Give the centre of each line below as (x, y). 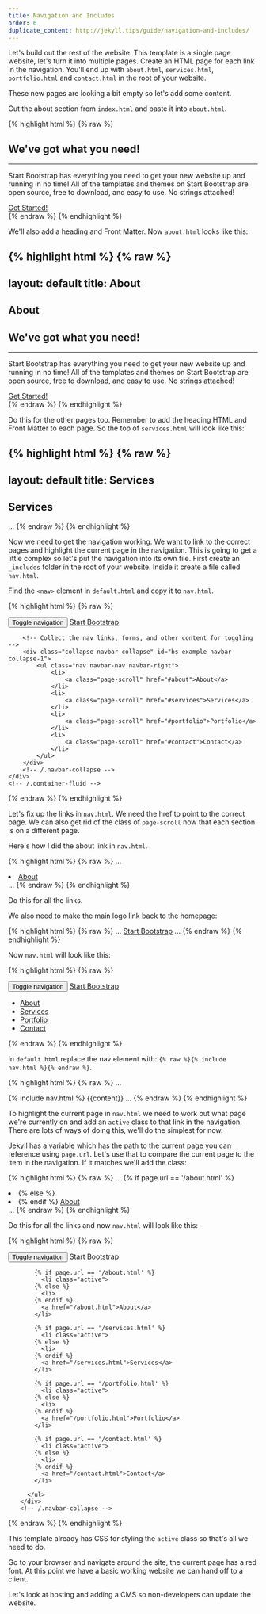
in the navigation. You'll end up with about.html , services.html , (111, 70)
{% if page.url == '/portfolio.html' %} (102, 1383)
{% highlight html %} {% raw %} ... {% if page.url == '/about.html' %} (122, 1177)
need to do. (27, 1547)
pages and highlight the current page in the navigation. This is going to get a (133, 550)
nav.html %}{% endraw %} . (50, 1067)
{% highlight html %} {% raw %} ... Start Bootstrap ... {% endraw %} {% (125, 931)
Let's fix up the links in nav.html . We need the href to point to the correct (127, 813)
